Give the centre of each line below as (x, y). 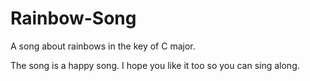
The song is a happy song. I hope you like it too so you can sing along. (155, 65)
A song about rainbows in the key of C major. (103, 46)
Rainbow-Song (73, 18)
